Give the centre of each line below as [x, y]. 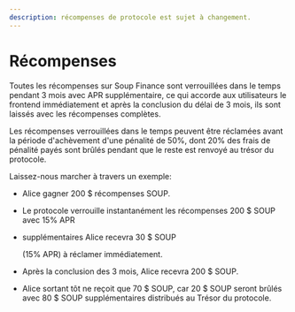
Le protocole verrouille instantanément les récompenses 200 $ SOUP [149, 210]
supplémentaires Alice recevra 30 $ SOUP [99, 237]
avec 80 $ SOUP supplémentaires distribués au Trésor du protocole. [147, 298]
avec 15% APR [48, 220]
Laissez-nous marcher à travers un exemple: [91, 176]
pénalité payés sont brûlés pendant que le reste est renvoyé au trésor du [142, 149]
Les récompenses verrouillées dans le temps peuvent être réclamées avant [146, 131]
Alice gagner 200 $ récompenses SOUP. [96, 193]
